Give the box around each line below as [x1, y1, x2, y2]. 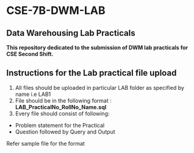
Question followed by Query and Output [15, 128, 116, 135]
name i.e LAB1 [15, 90, 51, 98]
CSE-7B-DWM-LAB [6, 4, 106, 18]
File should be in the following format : [15, 97, 112, 104]
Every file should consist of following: [15, 110, 110, 117]
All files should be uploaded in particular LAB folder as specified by [15, 84, 185, 91]
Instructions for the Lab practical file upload [6, 68, 177, 78]
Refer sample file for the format [6, 140, 85, 147]
